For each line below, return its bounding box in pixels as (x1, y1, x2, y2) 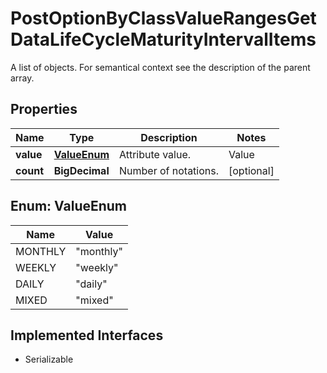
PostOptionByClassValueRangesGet (10, 7, 317, 30)
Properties (10, 101, 78, 118)
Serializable (24, 353, 74, 366)
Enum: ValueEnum (10, 198, 128, 215)
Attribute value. (118, 147, 192, 161)
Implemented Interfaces (10, 327, 164, 344)
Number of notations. (118, 163, 220, 177)
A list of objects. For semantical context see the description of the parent (10, 61, 311, 73)
